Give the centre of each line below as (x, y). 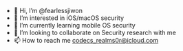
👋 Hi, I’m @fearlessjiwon (48, 11)
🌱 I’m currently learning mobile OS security (74, 25)
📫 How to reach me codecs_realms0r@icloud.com (86, 40)
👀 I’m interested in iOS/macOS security (69, 18)
